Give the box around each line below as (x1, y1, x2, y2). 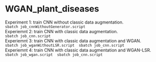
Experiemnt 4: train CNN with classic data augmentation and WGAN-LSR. (5, 47, 151, 53)
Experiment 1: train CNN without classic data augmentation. (5, 19, 124, 25)
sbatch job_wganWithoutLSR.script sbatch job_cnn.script (5, 43, 125, 48)
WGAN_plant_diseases (5, 3, 99, 14)
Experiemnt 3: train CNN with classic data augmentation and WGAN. (5, 37, 141, 44)
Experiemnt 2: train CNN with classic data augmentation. (5, 28, 118, 34)
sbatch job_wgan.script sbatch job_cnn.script (5, 52, 103, 57)
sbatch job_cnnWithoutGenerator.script (5, 24, 86, 29)
